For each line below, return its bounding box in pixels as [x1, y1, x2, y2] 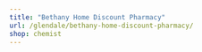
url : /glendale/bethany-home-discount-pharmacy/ [9, 21, 194, 30]
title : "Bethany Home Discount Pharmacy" [9, 12, 166, 22]
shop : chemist [9, 29, 63, 38]
